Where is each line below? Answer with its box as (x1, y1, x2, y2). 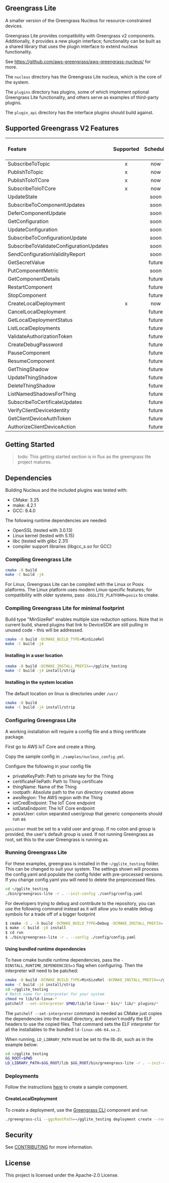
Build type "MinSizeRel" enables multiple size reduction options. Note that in (5, 616, 163, 622)
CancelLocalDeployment (8, 308, 66, 315)
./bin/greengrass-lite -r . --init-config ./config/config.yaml (5, 891, 143, 896)
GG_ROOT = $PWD (5, 1056, 33, 1061)
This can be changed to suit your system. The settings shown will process (5, 866, 159, 872)
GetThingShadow (8, 366, 49, 373)
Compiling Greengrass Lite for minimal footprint (5, 605, 125, 612)
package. (5, 734, 25, 740)
